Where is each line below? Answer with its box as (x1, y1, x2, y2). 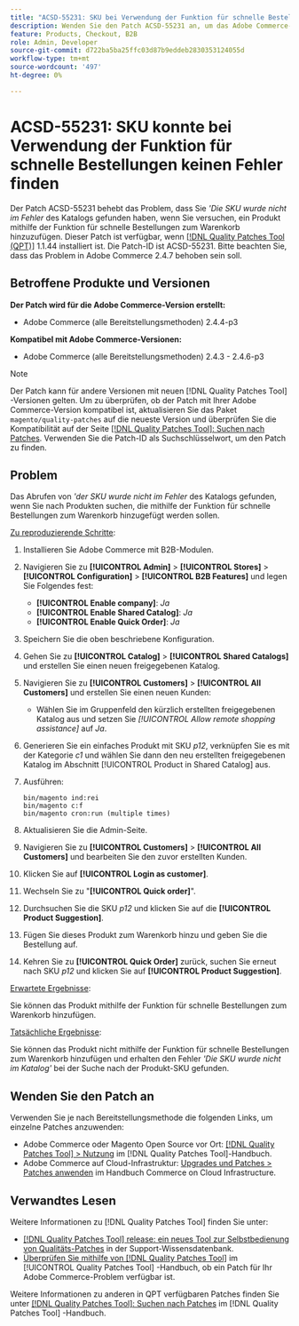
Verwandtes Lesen (10, 1193, 116, 1208)
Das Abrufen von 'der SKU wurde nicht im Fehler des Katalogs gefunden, (10, 491, 278, 502)
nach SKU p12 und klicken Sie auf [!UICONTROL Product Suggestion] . (22, 965, 282, 977)
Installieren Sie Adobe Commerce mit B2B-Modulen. (22, 544, 214, 555)
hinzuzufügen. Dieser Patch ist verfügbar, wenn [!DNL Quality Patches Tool (10, 231, 285, 242)
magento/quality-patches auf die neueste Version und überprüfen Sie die (10, 414, 277, 425)
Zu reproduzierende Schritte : (10, 528, 116, 538)
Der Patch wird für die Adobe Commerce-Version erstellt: (10, 299, 225, 310)
